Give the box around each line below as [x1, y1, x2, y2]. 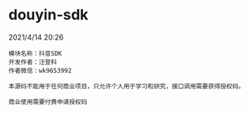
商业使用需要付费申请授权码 [8, 98, 88, 106]
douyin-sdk [8, 6, 89, 24]
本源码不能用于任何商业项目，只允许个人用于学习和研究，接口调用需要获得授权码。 [8, 82, 245, 90]
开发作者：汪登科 [8, 58, 58, 66]
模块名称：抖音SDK [8, 49, 63, 57]
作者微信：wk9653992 [8, 66, 72, 74]
